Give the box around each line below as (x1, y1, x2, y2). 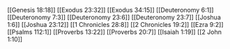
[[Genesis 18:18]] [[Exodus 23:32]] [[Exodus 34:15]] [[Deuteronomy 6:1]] (7, 6, 214, 14)
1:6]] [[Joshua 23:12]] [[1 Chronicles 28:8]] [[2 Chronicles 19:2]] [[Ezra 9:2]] (7, 21, 224, 28)
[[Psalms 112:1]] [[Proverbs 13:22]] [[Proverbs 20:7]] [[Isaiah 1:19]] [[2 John (7, 28, 222, 36)
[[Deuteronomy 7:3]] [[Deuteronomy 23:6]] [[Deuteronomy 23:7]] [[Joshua (7, 13, 222, 21)
